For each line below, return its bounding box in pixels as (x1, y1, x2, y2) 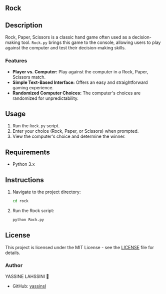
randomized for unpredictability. (12, 95, 79, 101)
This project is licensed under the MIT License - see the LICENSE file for (5, 244, 154, 250)
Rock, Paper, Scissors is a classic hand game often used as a (5, 34, 131, 40)
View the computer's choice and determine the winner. (12, 133, 126, 139)
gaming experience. (12, 84, 54, 90)
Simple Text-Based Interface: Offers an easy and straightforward (12, 79, 148, 85)
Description (5, 21, 42, 29)
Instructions (5, 176, 44, 184)
